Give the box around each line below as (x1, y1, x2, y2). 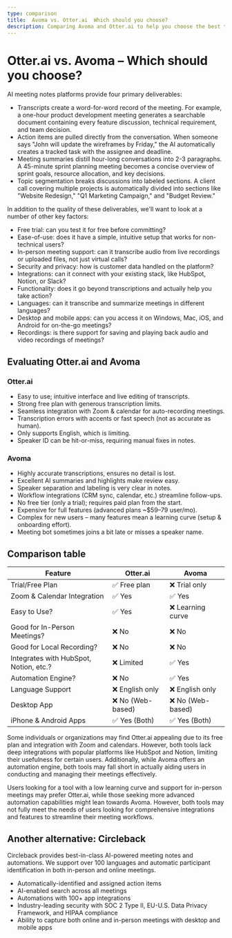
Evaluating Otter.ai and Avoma (7, 356, 140, 367)
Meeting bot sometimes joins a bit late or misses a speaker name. (17, 528, 204, 536)
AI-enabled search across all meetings (17, 886, 127, 894)
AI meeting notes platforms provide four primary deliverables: (7, 90, 182, 99)
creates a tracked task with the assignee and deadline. (17, 148, 173, 156)
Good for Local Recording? (10, 642, 98, 652)
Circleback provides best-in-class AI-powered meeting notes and (7, 851, 193, 859)
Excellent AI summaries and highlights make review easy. (17, 477, 180, 485)
